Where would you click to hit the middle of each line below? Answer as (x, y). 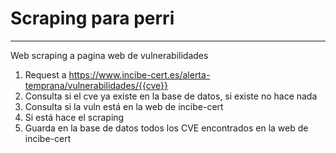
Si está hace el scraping (74, 117)
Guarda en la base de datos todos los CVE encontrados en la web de (166, 128)
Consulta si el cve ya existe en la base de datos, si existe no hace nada (171, 96)
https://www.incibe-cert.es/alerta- (139, 74)
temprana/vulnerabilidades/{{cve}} (96, 85)
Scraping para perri (92, 18)
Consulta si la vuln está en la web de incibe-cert (124, 106)
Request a (45, 74)
